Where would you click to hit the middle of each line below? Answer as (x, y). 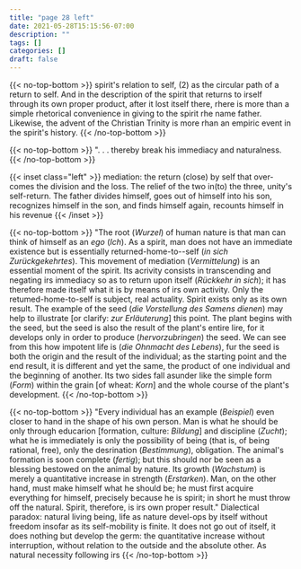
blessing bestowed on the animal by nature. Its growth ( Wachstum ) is (137, 469)
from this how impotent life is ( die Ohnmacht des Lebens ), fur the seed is (145, 347)
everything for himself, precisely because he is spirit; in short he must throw (150, 498)
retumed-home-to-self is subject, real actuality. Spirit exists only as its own (148, 299)
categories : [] (38, 51)
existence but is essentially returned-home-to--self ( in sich (119, 251)
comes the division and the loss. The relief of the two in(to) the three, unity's (151, 186)
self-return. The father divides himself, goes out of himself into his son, (141, 196)
